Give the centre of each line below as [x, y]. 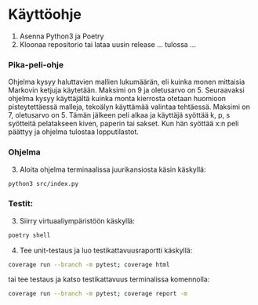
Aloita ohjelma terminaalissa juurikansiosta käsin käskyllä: [113, 169]
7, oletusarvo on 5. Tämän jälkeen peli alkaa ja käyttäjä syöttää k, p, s [119, 115]
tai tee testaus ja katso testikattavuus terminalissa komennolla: [109, 279]
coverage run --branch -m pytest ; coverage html [89, 264]
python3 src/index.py [44, 183]
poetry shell [29, 235]
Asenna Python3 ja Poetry [62, 36]
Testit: [21, 204]
